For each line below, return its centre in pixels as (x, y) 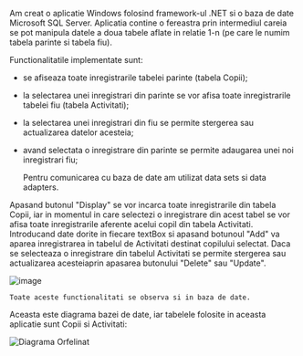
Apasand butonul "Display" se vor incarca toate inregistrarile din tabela (143, 205)
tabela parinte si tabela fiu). (61, 42)
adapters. (41, 187)
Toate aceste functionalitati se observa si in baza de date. (130, 298)
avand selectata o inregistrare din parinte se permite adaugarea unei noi (158, 150)
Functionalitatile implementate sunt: (76, 60)
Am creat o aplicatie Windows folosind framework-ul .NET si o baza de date (152, 13)
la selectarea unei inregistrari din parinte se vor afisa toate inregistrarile (157, 95)
